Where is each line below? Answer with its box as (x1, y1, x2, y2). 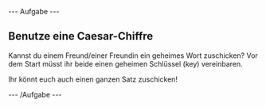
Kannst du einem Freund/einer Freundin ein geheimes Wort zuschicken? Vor (8, 51, 259, 60)
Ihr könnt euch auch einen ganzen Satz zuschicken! (8, 75, 178, 84)
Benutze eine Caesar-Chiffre (8, 29, 154, 43)
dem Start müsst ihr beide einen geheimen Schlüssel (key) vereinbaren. (8, 59, 243, 68)
